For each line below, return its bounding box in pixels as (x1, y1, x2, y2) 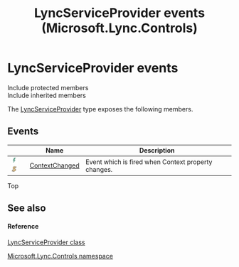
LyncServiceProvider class (7, 238, 85, 246)
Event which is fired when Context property (85, 158, 213, 166)
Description (139, 146, 175, 155)
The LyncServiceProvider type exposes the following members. (7, 104, 193, 113)
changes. (85, 165, 113, 173)
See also (7, 202, 46, 214)
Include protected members (7, 83, 89, 92)
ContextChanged (29, 161, 80, 170)
